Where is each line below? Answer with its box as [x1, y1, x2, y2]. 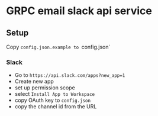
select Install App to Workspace [14, 91, 95, 98]
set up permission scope [14, 84, 75, 91]
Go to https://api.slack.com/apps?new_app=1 [14, 72, 125, 79]
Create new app [14, 78, 54, 85]
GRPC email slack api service [6, 4, 152, 18]
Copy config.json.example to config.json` [6, 43, 111, 50]
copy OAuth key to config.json [14, 96, 91, 104]
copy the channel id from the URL [14, 103, 97, 110]
